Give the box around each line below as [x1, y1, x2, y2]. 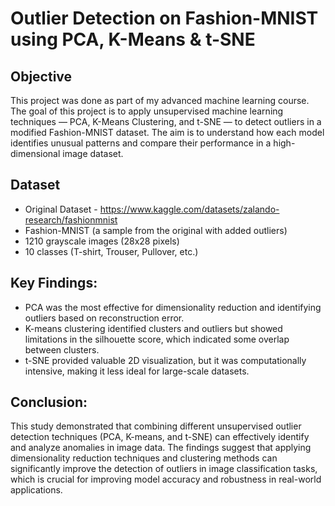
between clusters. [24, 343, 100, 356]
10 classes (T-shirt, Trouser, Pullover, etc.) [24, 245, 199, 257]
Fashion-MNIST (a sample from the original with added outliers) [24, 224, 288, 236]
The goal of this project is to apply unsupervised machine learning [10, 105, 284, 117]
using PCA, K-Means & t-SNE [10, 28, 256, 51]
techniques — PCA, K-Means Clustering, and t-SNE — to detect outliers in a [10, 116, 322, 127]
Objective [10, 68, 73, 85]
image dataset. [62, 148, 124, 159]
